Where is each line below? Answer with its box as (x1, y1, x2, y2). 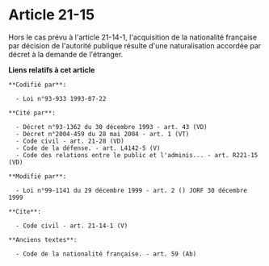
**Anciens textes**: (8, 235, 78, 243)
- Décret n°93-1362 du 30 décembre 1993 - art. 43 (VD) (15, 123, 208, 131)
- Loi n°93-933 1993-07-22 (15, 94, 107, 102)
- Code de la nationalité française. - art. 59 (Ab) (15, 250, 197, 258)
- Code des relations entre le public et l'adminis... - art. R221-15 (15, 151, 258, 159)
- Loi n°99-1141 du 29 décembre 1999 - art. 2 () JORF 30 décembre (15, 186, 248, 194)
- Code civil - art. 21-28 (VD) (15, 137, 125, 145)
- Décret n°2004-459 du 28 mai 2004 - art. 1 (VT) (15, 130, 190, 138)
